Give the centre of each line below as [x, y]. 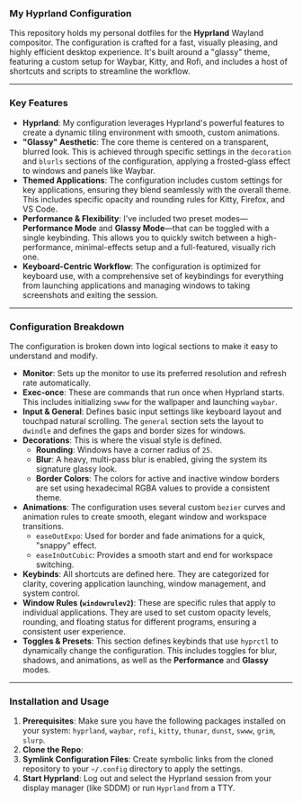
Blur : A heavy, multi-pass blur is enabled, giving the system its [151, 459]
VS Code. [40, 209]
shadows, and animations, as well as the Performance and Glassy [145, 660]
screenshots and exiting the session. [90, 294]
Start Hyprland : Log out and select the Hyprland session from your [147, 779]
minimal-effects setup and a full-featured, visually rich [176, 247]
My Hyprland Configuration [71, 14]
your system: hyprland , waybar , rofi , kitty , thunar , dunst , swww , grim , [149, 731]
